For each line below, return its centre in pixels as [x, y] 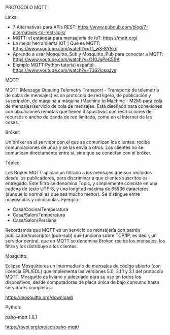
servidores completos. [29, 287]
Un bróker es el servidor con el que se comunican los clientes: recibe [78, 142]
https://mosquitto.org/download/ [39, 297]
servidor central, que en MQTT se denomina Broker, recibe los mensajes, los [85, 241]
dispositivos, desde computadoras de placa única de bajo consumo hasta [82, 282]
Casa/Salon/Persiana [35, 220]
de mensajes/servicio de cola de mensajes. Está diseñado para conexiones [84, 106]
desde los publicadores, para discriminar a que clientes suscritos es [76, 178]
